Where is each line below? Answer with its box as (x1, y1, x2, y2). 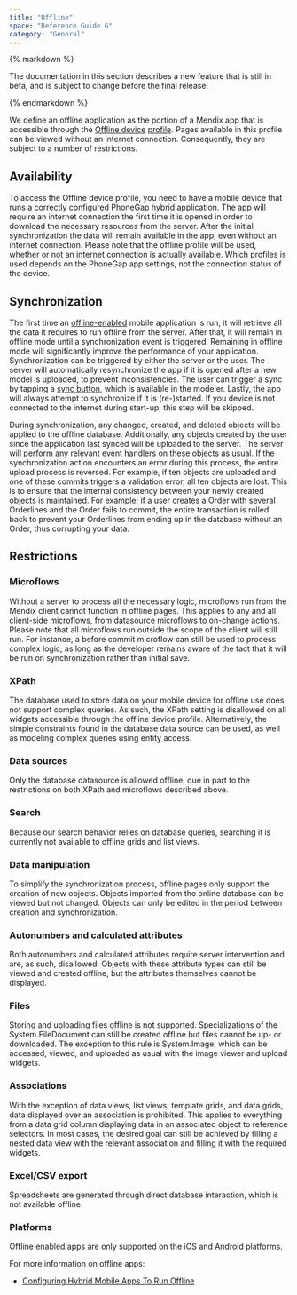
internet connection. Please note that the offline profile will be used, (9, 240, 257, 250)
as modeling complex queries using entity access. (9, 732, 192, 743)
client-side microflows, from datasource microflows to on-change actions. (9, 615, 281, 625)
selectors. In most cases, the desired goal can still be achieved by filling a (9, 1128, 278, 1139)
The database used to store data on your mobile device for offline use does (9, 695, 285, 705)
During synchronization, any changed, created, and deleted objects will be (9, 419, 281, 430)
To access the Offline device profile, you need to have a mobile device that (9, 193, 283, 203)
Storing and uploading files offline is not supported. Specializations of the (9, 1020, 277, 1030)
